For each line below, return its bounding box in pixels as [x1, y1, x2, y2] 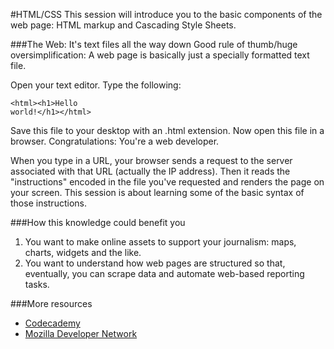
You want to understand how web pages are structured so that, [24, 257, 286, 269]
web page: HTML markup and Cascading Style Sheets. [10, 19, 237, 31]
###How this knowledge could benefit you [10, 217, 186, 228]
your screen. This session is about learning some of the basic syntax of [10, 187, 305, 198]
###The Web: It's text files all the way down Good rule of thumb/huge [10, 39, 298, 50]
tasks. [24, 279, 50, 290]
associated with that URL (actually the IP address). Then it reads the [10, 165, 291, 177]
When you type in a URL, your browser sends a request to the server [10, 155, 293, 166]
